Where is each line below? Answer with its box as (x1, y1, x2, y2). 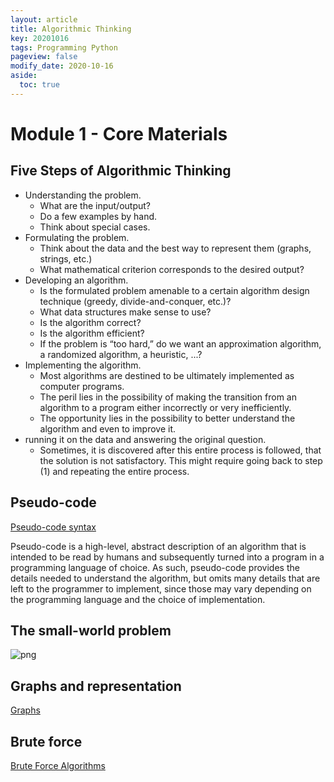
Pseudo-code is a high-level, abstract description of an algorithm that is (10, 540, 307, 552)
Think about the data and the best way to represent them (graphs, (39, 242, 312, 254)
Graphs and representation (10, 677, 182, 695)
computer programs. (39, 380, 125, 392)
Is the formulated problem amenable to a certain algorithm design (39, 284, 310, 296)
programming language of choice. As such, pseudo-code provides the (10, 561, 300, 573)
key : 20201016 (10, 33, 70, 43)
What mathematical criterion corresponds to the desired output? (39, 263, 305, 275)
